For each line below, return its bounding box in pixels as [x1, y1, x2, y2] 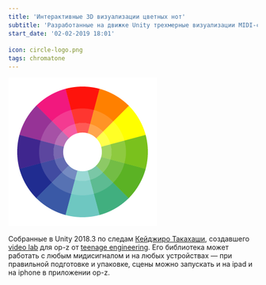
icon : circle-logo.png [8, 46, 83, 55]
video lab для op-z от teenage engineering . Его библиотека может [8, 242, 230, 252]
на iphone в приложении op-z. [8, 268, 111, 277]
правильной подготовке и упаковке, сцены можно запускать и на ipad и [8, 260, 253, 268]
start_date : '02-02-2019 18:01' [8, 29, 115, 37]
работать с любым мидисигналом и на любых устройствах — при [8, 251, 233, 260]
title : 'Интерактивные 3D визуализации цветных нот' [8, 13, 186, 21]
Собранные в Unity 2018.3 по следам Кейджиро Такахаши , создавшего [8, 234, 250, 243]
